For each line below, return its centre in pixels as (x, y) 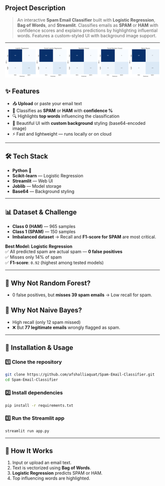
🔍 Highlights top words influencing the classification (66, 116)
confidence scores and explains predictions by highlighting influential (87, 30)
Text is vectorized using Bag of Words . (52, 468)
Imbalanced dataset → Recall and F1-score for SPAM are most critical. (84, 237)
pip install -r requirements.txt (39, 405)
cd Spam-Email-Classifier (31, 380)
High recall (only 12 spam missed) (46, 322)
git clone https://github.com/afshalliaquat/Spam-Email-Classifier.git (80, 375)
